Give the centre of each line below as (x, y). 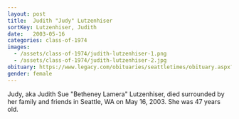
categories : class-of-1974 (47, 41)
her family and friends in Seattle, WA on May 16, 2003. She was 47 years (114, 101)
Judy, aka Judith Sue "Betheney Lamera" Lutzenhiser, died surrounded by (116, 94)
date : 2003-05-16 (36, 34)
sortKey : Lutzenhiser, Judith (52, 27)
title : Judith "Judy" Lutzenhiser (60, 21)
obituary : (22, 67)
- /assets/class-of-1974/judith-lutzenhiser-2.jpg (90, 61)
